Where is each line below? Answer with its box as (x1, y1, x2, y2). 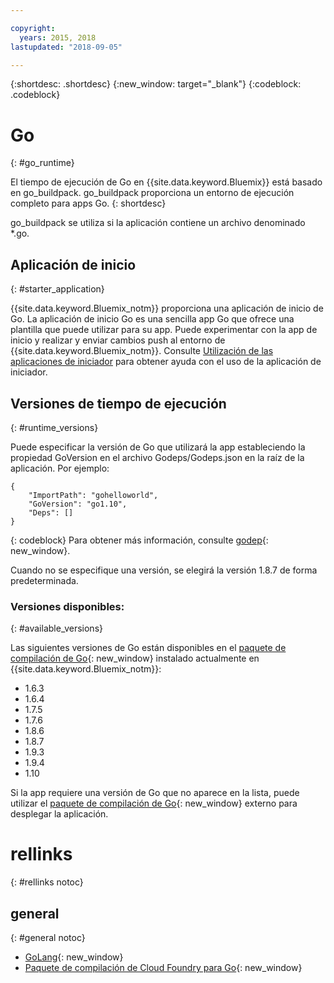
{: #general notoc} (10, 931, 86, 943)
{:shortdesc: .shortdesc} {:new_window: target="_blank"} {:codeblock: (10, 78, 302, 90)
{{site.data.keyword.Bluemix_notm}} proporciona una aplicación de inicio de (10, 302, 324, 315)
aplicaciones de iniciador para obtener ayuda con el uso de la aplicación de (10, 356, 322, 368)
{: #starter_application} (10, 283, 105, 295)
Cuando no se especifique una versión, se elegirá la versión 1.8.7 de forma (10, 564, 318, 576)
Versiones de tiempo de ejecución (10, 395, 227, 412)
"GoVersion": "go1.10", (28, 499, 128, 509)
